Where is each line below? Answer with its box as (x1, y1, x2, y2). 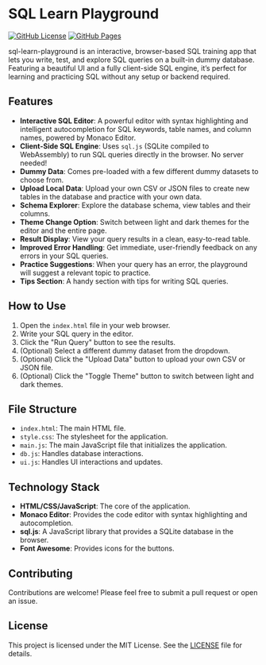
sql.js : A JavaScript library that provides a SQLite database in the (19, 527, 234, 536)
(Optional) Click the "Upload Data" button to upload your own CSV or (19, 354, 246, 364)
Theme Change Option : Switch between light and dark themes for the (19, 217, 250, 226)
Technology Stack (8, 480, 100, 493)
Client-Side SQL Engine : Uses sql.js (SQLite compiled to (19, 141, 210, 151)
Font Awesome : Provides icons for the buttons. (19, 543, 175, 553)
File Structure (8, 402, 77, 416)
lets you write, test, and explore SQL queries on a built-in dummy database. (8, 55, 256, 64)
